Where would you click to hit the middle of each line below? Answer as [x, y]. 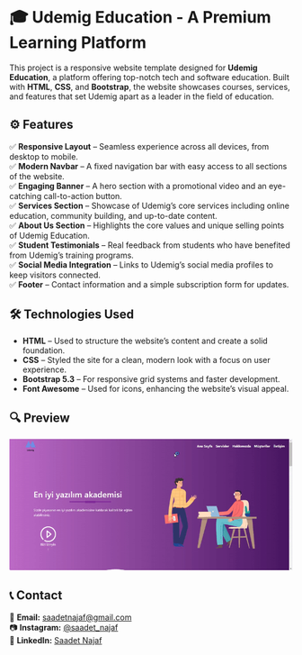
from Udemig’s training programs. [72, 255]
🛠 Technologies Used [72, 315]
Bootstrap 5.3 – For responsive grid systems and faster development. [151, 378]
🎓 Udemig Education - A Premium [140, 18]
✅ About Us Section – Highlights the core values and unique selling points [147, 225]
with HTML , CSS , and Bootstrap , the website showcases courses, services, [150, 86]
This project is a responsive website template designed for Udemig [133, 68]
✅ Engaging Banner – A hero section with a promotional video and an [138, 186]
